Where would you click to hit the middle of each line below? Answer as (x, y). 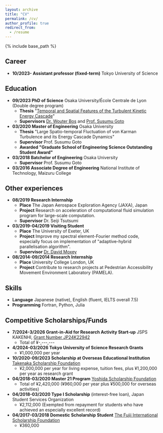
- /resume (19, 32)
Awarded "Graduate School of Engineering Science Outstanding (86, 147)
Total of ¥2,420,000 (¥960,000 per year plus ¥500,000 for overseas (88, 384)
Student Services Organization (43, 400)
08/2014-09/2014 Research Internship (52, 257)
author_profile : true (27, 23)
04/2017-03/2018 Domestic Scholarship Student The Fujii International (85, 415)
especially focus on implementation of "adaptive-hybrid (75, 242)
